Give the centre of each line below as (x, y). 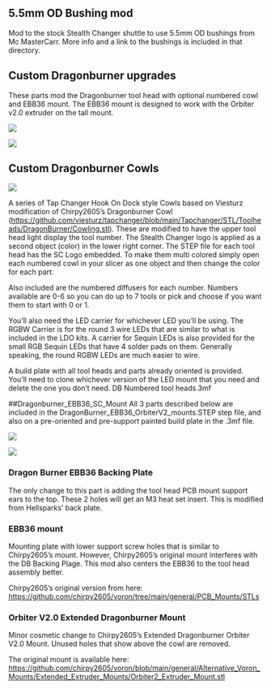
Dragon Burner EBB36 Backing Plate (81, 472)
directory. (24, 50)
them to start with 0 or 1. (49, 305)
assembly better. (36, 572)
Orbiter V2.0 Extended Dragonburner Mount (97, 618)
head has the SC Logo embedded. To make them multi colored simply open (134, 255)
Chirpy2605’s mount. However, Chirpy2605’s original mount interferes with (133, 555)
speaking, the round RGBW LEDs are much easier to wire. (104, 355)
